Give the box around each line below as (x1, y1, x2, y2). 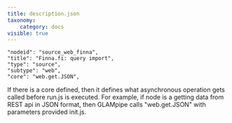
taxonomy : (7, 17, 36, 24)
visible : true (7, 29, 49, 37)
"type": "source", (7, 61, 61, 68)
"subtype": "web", (7, 67, 61, 74)
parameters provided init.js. (7, 108, 87, 116)
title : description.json (7, 10, 80, 17)
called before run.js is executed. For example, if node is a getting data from (7, 93, 224, 101)
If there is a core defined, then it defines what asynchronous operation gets (7, 85, 226, 94)
